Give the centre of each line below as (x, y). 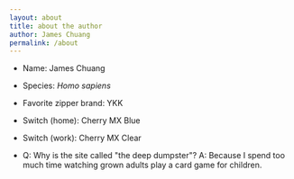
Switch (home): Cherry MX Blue (81, 121)
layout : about (36, 18)
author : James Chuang (50, 34)
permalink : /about (44, 43)
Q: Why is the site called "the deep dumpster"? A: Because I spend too (154, 156)
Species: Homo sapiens (66, 85)
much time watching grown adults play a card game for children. (142, 165)
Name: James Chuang (64, 68)
